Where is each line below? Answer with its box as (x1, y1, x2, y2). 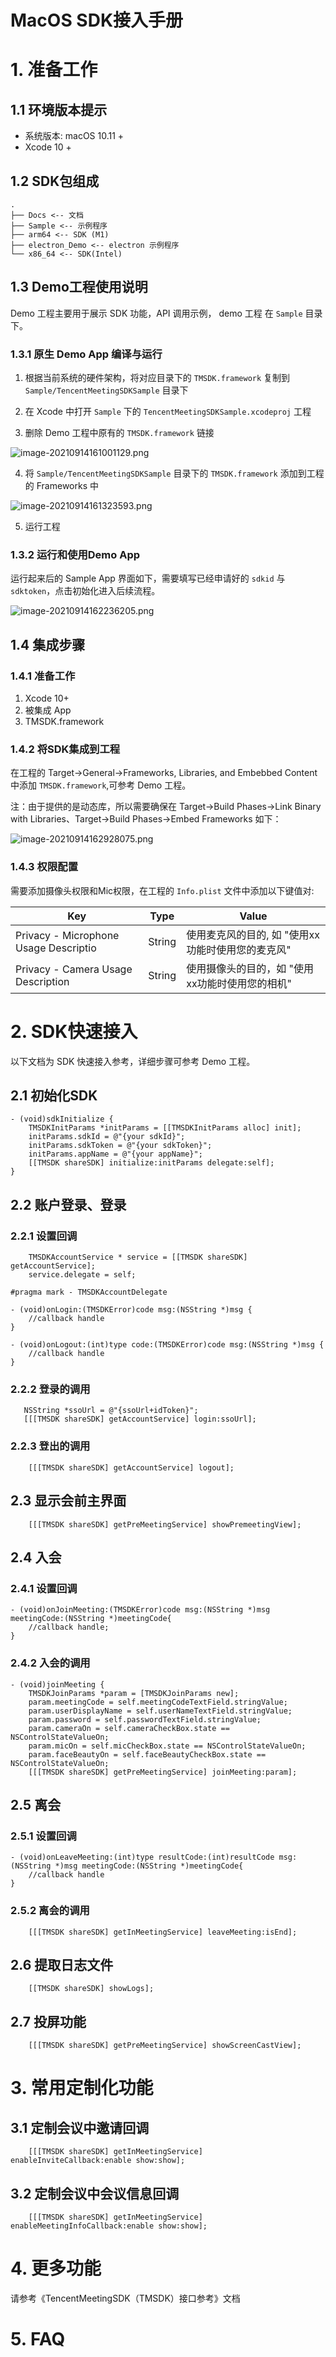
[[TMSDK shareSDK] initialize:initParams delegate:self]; (28, 1158, 275, 1168)
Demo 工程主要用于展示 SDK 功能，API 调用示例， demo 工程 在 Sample (10, 307, 303, 319)
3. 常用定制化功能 (10, 2077, 154, 2100)
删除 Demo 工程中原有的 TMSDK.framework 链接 (24, 427, 215, 439)
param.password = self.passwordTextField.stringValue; (28, 1714, 262, 1725)
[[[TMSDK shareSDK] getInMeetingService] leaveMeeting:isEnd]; (28, 1927, 298, 1937)
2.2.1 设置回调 (10, 1229, 78, 1243)
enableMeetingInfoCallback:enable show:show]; (10, 2221, 208, 2231)
